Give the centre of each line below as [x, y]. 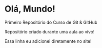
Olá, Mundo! [30, 9]
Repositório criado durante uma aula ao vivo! [50, 32]
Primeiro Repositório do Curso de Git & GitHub [51, 22]
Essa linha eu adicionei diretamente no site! [48, 41]
